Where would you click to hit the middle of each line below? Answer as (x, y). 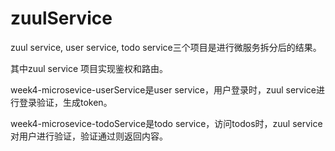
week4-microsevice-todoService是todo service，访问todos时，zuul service (166, 123)
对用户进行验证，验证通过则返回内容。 (89, 136)
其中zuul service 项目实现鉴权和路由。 (89, 68)
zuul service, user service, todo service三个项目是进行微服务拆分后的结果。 (166, 47)
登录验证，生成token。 (65, 102)
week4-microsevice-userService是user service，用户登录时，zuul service (163, 89)
